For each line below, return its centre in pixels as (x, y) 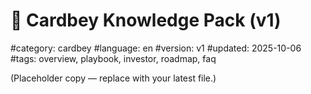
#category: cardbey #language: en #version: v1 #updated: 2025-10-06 (156, 48)
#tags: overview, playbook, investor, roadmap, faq (113, 58)
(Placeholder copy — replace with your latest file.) (113, 78)
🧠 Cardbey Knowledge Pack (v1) (146, 20)
